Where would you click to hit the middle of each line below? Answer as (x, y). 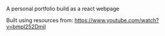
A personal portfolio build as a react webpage (63, 9)
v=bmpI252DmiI (26, 27)
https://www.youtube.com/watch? (117, 20)
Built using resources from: (40, 20)
